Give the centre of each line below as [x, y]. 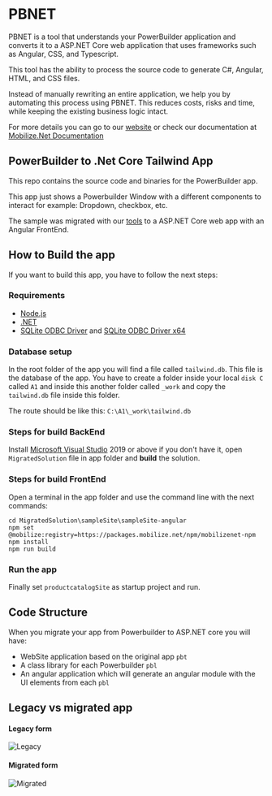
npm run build [32, 549]
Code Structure [48, 613]
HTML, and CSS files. [44, 78]
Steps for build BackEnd [57, 432]
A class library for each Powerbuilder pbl [89, 665]
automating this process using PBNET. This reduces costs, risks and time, [132, 102]
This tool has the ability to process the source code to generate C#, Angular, [136, 69]
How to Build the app [62, 255]
